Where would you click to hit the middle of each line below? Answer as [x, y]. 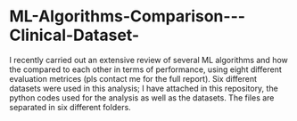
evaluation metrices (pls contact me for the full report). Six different [133, 78]
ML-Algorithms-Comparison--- [128, 16]
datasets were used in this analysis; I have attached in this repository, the [144, 88]
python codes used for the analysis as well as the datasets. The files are [142, 97]
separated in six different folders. [70, 107]
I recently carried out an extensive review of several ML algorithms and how [148, 60]
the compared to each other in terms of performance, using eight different [146, 69]
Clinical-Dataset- [74, 35]
